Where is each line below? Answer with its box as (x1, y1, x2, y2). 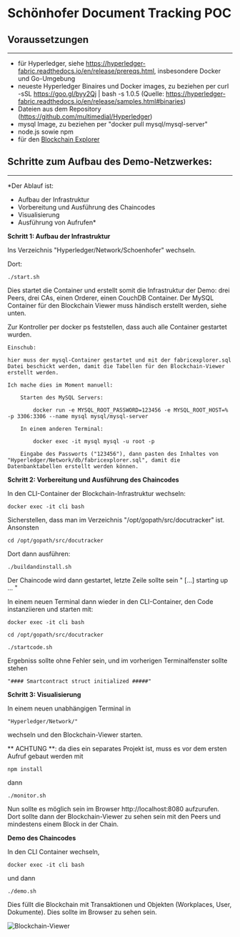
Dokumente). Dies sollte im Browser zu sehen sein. (7, 908, 157, 916)
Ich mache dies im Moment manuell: (7, 381, 114, 389)
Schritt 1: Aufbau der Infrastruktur (7, 232, 111, 240)
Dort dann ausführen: (7, 549, 71, 558)
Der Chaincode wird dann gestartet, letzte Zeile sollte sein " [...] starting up (7, 575, 229, 584)
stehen (7, 663, 28, 673)
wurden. (7, 330, 32, 339)
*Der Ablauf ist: (7, 181, 54, 190)
